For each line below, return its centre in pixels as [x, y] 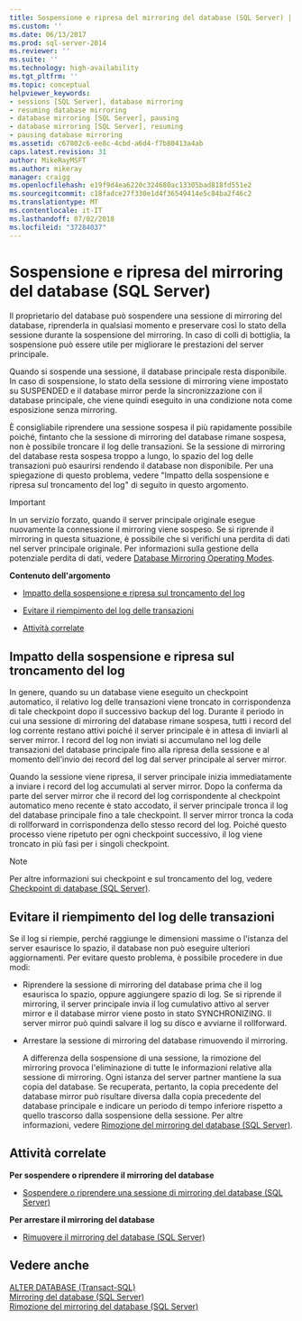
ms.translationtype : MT [54, 202]
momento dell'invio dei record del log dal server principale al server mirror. [148, 759]
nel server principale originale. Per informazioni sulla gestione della [134, 549]
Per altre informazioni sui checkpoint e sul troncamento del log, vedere [141, 879]
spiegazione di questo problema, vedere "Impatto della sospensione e [139, 475]
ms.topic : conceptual [50, 85]
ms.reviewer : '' [40, 51]
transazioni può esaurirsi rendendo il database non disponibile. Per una [142, 466]
